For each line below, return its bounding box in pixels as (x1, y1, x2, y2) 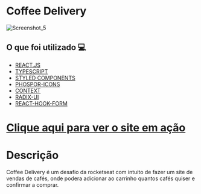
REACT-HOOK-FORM (14, 99, 68, 107)
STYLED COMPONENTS (14, 74, 75, 81)
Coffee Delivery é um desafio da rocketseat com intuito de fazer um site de (6, 168, 193, 175)
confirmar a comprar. (6, 181, 59, 188)
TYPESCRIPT (14, 67, 48, 75)
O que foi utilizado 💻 (6, 42, 86, 52)
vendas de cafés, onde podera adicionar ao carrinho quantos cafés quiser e (6, 175, 195, 182)
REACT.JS (14, 61, 41, 69)
